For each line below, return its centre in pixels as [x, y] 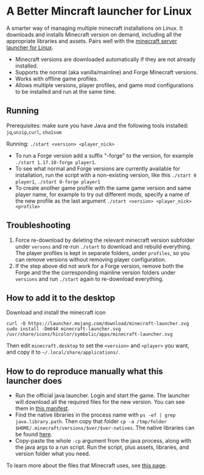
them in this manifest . [42, 409]
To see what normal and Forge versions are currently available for [98, 168]
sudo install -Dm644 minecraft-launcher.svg [64, 329]
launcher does [34, 381]
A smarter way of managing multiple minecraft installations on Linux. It [95, 28]
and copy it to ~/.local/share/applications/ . [63, 352]
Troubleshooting [39, 226]
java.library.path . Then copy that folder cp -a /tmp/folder [91, 421]
